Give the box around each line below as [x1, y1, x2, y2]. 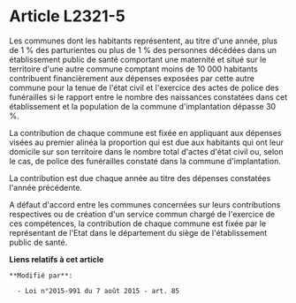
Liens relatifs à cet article [9, 254, 104, 264]
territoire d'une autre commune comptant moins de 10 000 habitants [9, 64, 258, 74]
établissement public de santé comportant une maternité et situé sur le [9, 54, 267, 64]
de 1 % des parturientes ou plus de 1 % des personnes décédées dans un [9, 44, 277, 55]
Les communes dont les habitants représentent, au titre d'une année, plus [9, 35, 278, 46]
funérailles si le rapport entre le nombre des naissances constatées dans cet [9, 91, 288, 102]
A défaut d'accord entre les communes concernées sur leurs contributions [9, 199, 281, 209]
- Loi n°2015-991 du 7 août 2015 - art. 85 [17, 286, 179, 295]
